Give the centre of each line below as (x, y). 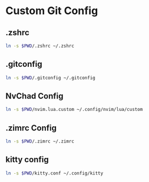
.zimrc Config (31, 128)
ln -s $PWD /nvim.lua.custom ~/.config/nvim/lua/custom (74, 110)
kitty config (27, 160)
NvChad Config (34, 96)
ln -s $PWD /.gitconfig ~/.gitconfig (50, 77)
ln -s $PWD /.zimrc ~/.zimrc (40, 141)
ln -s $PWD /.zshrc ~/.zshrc (40, 46)
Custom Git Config (52, 11)
